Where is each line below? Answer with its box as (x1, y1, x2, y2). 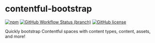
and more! (5, 33, 26, 39)
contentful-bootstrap (5, 3, 92, 14)
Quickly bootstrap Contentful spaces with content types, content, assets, (5, 28, 151, 34)
